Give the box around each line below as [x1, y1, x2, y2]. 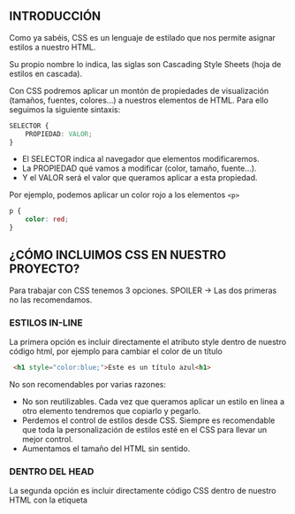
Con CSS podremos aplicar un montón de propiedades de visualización [9, 85, 269, 96]
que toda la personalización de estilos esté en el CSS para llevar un [21, 425, 268, 435]
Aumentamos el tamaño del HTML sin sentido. [21, 443, 191, 454]
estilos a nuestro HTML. [9, 42, 96, 52]
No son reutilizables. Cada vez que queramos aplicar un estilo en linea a [21, 396, 285, 407]
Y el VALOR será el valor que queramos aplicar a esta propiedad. [21, 173, 258, 183]
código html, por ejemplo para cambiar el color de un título [9, 346, 223, 357]
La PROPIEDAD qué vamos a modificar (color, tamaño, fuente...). [21, 163, 257, 173]
